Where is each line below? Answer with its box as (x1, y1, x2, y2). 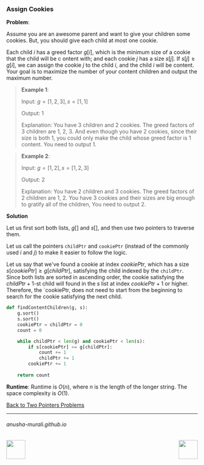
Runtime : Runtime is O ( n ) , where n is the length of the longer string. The (6, 383, 188, 390)
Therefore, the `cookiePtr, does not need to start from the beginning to (6, 287, 183, 294)
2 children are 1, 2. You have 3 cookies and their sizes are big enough (21, 194, 195, 202)
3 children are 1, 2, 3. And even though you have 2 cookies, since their (21, 128, 197, 135)
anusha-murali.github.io (6, 421, 67, 428)
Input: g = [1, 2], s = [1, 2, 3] (21, 165, 89, 172)
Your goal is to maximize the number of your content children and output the (6, 68, 197, 75)
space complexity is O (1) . (6, 389, 70, 396)
